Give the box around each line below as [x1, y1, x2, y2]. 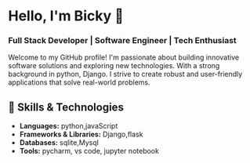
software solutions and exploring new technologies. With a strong [8, 61, 220, 71]
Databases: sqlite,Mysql [19, 138, 100, 147]
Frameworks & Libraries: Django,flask [19, 129, 143, 139]
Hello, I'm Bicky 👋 [8, 7, 124, 25]
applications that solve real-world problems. [8, 78, 150, 87]
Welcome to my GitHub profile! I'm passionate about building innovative [8, 53, 240, 62]
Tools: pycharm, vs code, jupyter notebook [19, 147, 159, 156]
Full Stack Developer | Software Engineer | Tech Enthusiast [8, 35, 237, 46]
